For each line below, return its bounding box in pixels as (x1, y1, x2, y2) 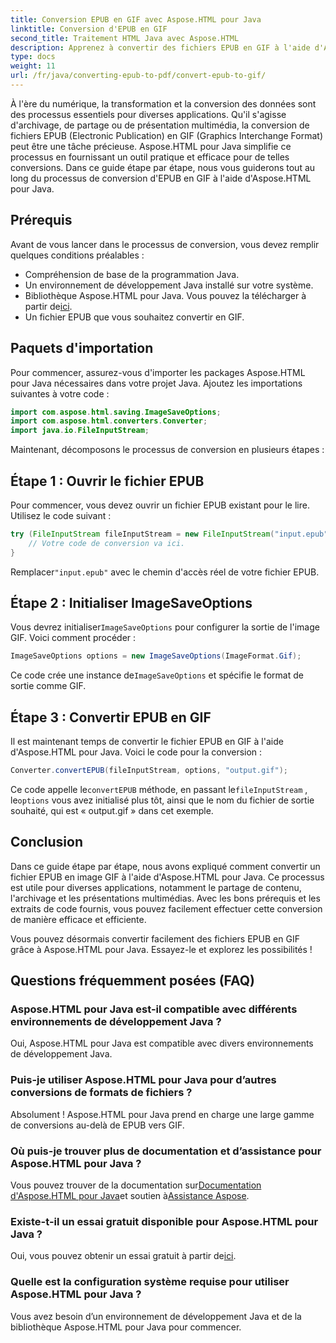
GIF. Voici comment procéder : (10, 632, 137, 644)
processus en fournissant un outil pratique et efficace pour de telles (10, 151, 290, 163)
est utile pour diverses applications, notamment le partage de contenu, (10, 881, 302, 893)
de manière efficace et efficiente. (10, 913, 147, 925)
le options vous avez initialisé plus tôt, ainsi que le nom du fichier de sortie (10, 794, 315, 806)
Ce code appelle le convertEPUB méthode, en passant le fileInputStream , (10, 783, 308, 795)
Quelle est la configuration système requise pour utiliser (10, 1275, 290, 1289)
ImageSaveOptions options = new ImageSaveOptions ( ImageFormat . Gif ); (10, 651, 302, 661)
